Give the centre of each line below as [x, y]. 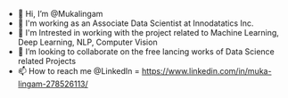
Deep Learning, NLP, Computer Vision [87, 42]
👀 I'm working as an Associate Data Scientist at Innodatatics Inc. [136, 23]
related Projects [47, 61]
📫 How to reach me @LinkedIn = [78, 71]
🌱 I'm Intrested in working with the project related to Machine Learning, [148, 33]
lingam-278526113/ [53, 84]
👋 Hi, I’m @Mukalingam [60, 14]
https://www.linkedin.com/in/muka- [206, 71]
